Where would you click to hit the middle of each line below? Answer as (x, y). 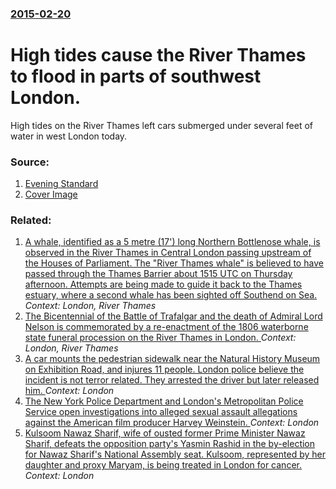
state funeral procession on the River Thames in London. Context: (160, 338)
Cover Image (51, 194)
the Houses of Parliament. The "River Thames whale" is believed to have (174, 263)
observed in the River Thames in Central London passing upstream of (168, 253)
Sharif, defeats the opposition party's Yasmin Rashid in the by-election (170, 444)
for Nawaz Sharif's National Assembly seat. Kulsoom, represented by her (175, 454)
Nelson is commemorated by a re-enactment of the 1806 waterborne (166, 327)
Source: (30, 162)
